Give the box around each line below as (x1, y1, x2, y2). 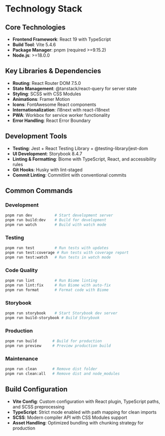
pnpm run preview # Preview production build (5, 343, 111, 348)
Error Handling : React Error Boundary (12, 117, 91, 123)
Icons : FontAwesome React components (12, 101, 96, 107)
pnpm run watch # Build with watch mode (5, 222, 107, 227)
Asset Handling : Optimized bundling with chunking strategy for (12, 419, 144, 425)
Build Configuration (5, 385, 68, 394)
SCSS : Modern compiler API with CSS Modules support (12, 414, 127, 420)
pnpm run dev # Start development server (5, 213, 113, 218)
